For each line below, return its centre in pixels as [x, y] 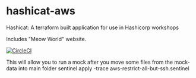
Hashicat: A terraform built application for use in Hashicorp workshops [93, 27]
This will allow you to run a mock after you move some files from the [90, 62]
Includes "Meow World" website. [46, 39]
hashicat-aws [41, 11]
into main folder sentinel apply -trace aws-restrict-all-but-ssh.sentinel [104, 68]
